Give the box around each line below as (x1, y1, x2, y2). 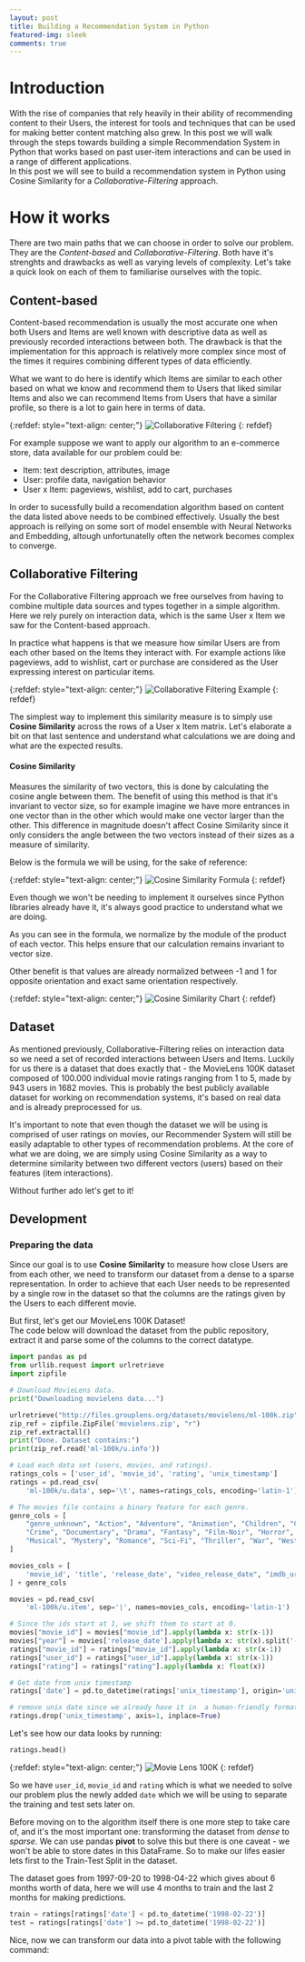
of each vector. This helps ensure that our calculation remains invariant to (9, 938, 285, 949)
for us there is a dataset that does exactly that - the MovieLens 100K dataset (9, 1063, 295, 1074)
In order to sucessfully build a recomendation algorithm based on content (9, 501, 284, 512)
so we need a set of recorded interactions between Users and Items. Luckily (9, 1053, 295, 1064)
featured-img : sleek (9, 30, 88, 39)
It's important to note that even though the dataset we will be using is (9, 1119, 269, 1130)
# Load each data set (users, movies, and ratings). (9, 1461, 213, 1470)
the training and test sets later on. (9, 1798, 135, 1809)
